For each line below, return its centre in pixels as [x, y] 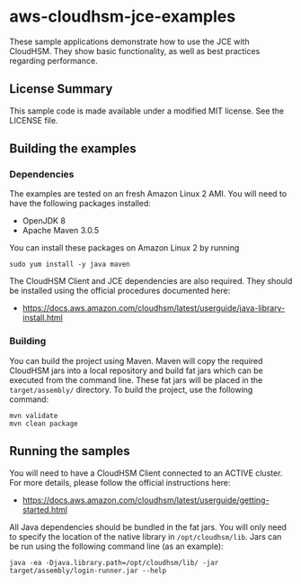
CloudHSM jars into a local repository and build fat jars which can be [136, 370]
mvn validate [34, 415]
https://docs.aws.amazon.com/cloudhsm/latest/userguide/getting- [146, 500]
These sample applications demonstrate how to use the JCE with [129, 41]
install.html [42, 318]
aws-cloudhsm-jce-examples [123, 17]
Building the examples [73, 149]
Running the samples [70, 451]
